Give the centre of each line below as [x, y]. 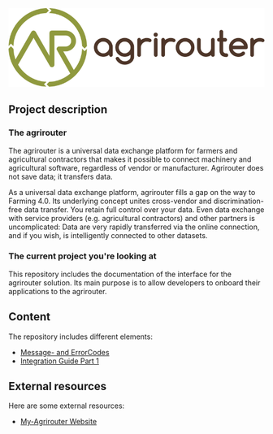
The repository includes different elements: [80, 336]
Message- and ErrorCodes [65, 352]
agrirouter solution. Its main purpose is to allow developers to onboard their [134, 282]
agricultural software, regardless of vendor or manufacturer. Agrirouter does [136, 167]
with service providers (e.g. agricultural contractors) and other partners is [132, 218]
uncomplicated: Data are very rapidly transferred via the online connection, [134, 227]
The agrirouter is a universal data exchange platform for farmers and [123, 150]
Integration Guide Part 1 [60, 361]
